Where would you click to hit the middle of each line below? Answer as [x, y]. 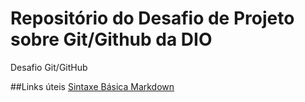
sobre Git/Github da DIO [111, 39]
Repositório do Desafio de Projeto [152, 18]
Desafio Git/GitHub [49, 67]
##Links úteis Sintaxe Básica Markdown [92, 86]
